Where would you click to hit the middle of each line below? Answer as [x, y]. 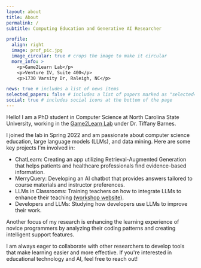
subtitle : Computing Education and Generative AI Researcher [84, 28]
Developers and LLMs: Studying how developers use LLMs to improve [101, 203]
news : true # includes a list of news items [63, 89]
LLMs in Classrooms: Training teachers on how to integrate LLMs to [98, 191]
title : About [22, 17]
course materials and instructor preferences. [70, 185]
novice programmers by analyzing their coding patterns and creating [91, 228]
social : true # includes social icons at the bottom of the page [89, 100]
